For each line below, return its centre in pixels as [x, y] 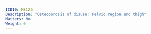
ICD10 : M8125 [19, 10]
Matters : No [18, 19]
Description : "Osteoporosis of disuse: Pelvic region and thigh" [76, 14]
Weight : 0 [16, 24]
